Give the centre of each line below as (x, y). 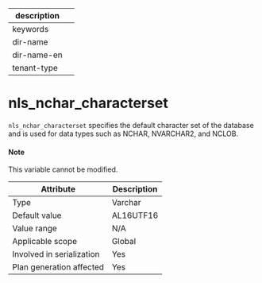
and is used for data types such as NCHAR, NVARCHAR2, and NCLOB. (123, 134)
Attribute (58, 189)
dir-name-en (38, 55)
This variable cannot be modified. (63, 169)
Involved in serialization (56, 254)
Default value (37, 215)
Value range (35, 228)
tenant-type (35, 68)
